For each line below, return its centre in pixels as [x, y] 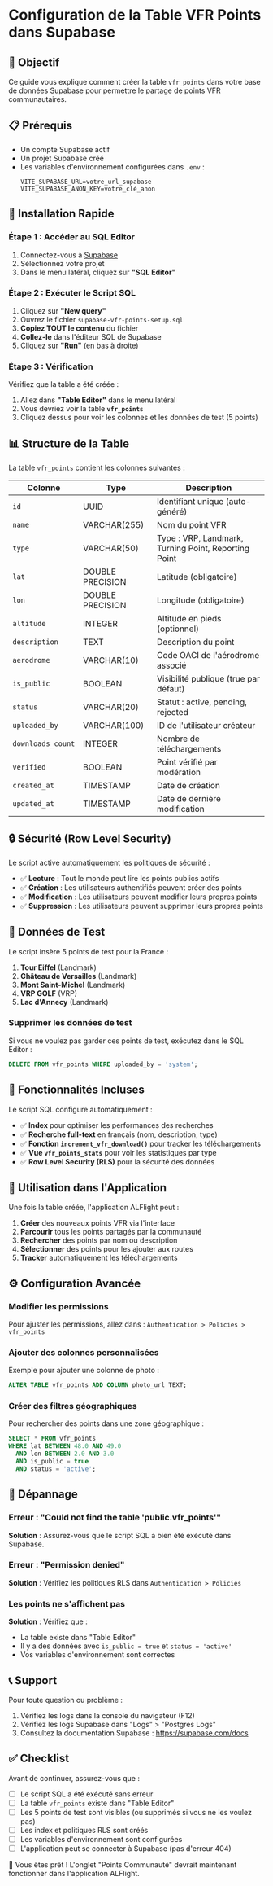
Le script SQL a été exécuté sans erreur [87, 1794]
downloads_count [44, 743]
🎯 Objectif [34, 62]
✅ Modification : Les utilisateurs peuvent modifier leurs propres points [139, 897]
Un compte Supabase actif [65, 149]
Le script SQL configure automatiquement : [80, 1109]
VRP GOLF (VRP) [49, 993]
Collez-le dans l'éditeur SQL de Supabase [91, 336]
